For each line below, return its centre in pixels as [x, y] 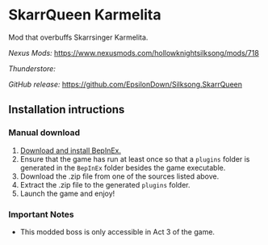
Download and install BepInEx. [71, 150]
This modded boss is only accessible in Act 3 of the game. [117, 231]
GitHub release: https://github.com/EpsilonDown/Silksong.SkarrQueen [125, 84]
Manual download [44, 133]
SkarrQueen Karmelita [85, 15]
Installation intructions [67, 110]
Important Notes [41, 214]
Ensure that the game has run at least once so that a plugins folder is [135, 158]
